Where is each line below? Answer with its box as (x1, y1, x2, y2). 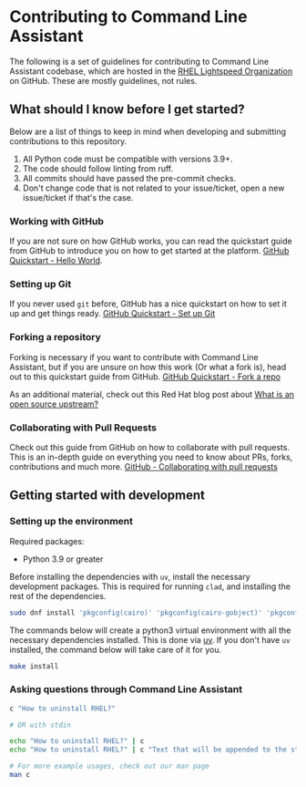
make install (9, 661, 59, 671)
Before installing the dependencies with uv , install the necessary (9, 571, 250, 582)
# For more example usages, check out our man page (9, 761, 209, 771)
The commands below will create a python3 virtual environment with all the (9, 625, 291, 636)
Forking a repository (9, 331, 102, 344)
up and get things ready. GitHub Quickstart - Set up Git (9, 308, 216, 319)
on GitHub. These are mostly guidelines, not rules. (9, 75, 198, 86)
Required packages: (9, 535, 85, 546)
